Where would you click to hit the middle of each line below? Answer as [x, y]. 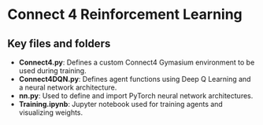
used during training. [53, 71]
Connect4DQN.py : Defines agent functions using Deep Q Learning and [135, 79]
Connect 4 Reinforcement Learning [125, 15]
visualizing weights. [51, 112]
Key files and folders [59, 44]
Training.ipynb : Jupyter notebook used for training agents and [121, 104]
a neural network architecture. [68, 87]
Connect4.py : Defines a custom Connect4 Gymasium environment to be [137, 62]
